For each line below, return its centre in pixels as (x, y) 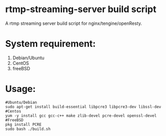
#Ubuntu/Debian (21, 102)
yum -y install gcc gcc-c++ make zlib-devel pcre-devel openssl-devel (81, 116)
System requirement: (50, 44)
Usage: (21, 89)
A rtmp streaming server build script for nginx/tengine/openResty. (74, 23)
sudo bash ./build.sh (28, 129)
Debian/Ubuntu (28, 58)
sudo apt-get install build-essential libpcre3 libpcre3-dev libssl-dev (83, 107)
